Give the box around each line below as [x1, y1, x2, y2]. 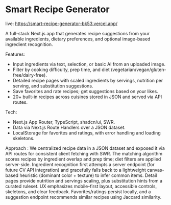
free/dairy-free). [12, 72, 47, 78]
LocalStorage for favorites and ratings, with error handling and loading [12, 129, 161, 136]
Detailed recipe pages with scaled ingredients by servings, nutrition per [12, 77, 163, 83]
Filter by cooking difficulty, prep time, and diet [12, 66, 110, 73]
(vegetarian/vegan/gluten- [110, 66, 166, 73]
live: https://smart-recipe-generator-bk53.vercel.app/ [5, 20, 118, 27]
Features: [5, 51, 26, 57]
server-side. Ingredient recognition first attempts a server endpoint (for [5, 161, 155, 167]
